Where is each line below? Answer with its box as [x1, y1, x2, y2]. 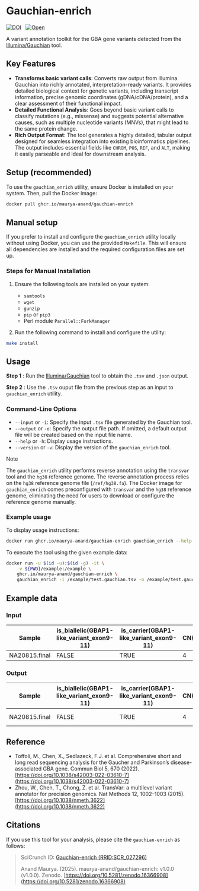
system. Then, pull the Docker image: [6, 189, 98, 196]
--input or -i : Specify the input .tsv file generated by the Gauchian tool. [14, 418, 192, 426]
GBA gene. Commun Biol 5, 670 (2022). [43, 765, 140, 772]
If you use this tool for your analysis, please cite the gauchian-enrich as [6, 836, 181, 843]
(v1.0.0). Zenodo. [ [20, 871, 66, 879]
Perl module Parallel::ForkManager [23, 317, 111, 324]
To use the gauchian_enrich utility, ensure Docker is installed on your [6, 183, 174, 191]
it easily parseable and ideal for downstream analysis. [14, 150, 146, 157]
